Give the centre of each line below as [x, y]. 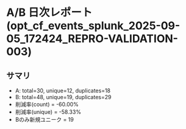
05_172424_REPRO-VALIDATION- [92, 39]
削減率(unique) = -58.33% [48, 112]
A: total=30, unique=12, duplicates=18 [63, 91]
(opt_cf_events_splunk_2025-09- [93, 26]
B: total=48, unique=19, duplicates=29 [63, 97]
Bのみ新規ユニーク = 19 [45, 120]
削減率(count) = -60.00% [47, 104]
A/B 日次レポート [49, 12]
